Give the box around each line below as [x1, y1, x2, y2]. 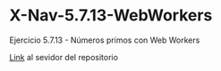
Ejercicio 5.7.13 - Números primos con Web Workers [9, 35, 200, 45]
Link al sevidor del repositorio [9, 51, 119, 62]
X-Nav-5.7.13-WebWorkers [9, 5, 213, 26]
